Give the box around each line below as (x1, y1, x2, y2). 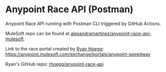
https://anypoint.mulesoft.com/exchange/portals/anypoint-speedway (5, 51, 151, 57)
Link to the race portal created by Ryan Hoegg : (5, 45, 104, 52)
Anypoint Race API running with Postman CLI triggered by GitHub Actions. (5, 20, 161, 27)
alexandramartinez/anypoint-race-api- (70, 30, 152, 36)
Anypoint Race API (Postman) (5, 4, 134, 15)
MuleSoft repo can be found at (5, 30, 70, 36)
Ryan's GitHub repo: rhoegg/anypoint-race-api (5, 61, 104, 67)
